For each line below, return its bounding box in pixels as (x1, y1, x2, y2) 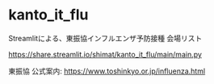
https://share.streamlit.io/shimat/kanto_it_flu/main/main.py (8, 49, 202, 59)
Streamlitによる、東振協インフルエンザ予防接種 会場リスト (8, 33, 203, 43)
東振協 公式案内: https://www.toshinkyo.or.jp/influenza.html (8, 66, 206, 76)
